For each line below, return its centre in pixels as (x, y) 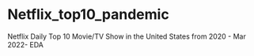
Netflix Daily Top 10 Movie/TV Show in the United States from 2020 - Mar (127, 36)
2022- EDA (26, 44)
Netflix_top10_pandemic (88, 15)
